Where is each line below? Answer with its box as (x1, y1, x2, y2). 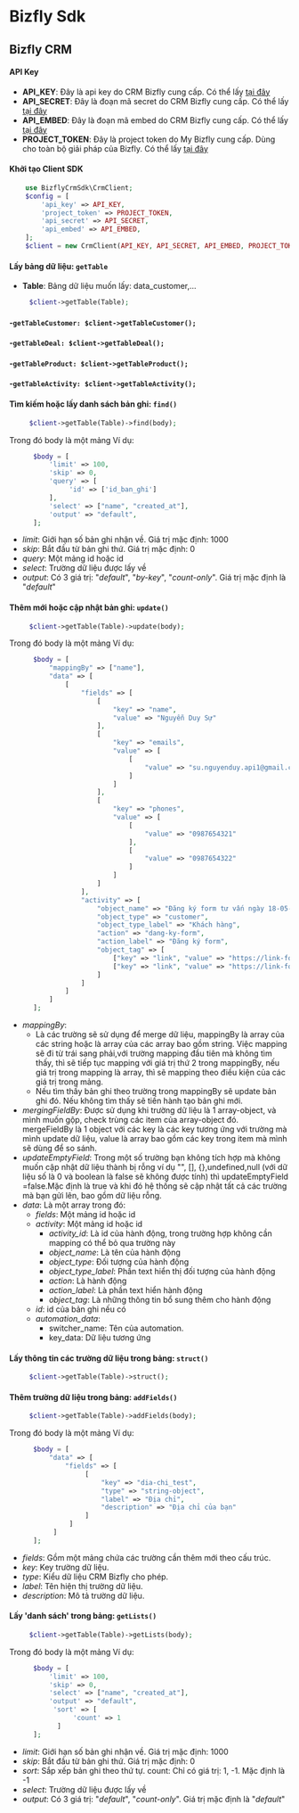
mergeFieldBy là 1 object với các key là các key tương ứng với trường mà (21, 1124, 287, 1134)
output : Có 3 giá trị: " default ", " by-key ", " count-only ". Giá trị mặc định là (21, 573, 287, 583)
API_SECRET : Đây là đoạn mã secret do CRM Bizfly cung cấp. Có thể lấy (21, 95, 289, 106)
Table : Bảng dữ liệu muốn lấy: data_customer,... (21, 281, 198, 292)
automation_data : (35, 1314, 101, 1324)
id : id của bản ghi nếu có (35, 1304, 126, 1314)
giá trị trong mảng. (35, 1076, 104, 1087)
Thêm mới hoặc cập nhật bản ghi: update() (9, 602, 169, 613)
